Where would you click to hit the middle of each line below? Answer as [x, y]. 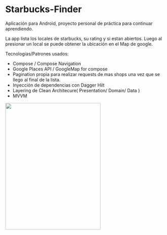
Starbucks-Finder [44, 9]
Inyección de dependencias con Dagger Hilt [59, 85]
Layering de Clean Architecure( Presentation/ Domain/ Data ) [76, 90]
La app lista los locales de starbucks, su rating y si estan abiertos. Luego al [84, 38]
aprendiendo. [19, 28]
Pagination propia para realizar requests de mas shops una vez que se [86, 74]
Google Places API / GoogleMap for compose [60, 69]
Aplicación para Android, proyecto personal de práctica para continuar [79, 23]
